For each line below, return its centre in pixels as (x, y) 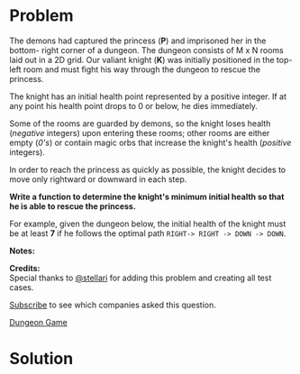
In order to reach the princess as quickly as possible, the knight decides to (148, 169)
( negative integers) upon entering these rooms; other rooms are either (140, 132)
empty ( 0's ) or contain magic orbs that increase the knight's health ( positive (150, 142)
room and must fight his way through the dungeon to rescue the (142, 69)
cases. (22, 287)
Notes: (23, 251)
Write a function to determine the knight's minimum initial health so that (147, 196)
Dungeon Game (38, 322)
